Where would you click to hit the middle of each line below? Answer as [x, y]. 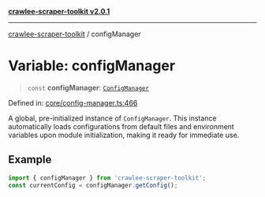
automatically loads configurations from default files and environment [121, 126]
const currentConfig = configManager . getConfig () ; [93, 185]
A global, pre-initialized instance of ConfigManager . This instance [112, 118]
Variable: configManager [92, 66]
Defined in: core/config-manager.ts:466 [73, 102]
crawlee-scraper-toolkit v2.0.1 [59, 11]
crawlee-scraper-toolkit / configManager [75, 34]
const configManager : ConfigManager [88, 87]
